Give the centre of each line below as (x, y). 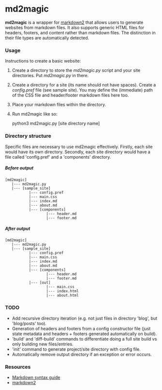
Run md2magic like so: (35, 114)
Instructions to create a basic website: (43, 61)
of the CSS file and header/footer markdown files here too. (70, 95)
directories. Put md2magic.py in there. (50, 76)
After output (18, 228)
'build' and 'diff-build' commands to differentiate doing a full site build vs (84, 339)
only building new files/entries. (43, 344)
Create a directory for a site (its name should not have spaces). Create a (84, 85)
